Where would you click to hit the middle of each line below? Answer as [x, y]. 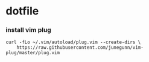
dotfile [22, 11]
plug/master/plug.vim [33, 53]
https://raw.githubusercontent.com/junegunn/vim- [80, 48]
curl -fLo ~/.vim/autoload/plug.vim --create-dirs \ [73, 42]
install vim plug [29, 30]
